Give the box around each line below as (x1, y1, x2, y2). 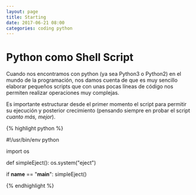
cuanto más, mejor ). (6, 113, 56, 120)
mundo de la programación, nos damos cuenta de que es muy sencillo (6, 76, 178, 84)
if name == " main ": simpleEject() (6, 171, 87, 178)
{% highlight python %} (6, 125, 63, 132)
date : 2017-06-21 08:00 (6, 20, 65, 25)
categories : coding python (6, 25, 73, 31)
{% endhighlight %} (6, 182, 54, 190)
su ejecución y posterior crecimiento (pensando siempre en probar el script (6, 107, 191, 114)
